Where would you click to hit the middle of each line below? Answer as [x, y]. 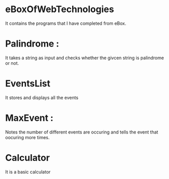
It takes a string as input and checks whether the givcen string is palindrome [84, 58]
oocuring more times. [27, 137]
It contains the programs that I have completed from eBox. [66, 23]
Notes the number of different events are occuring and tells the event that [82, 132]
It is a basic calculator [28, 172]
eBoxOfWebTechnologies [60, 9]
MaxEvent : [30, 118]
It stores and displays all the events [42, 98]
